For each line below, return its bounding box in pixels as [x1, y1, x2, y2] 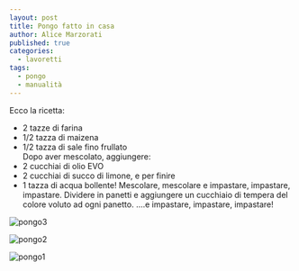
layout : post [9, 13, 59, 23]
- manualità [17, 80, 63, 89]
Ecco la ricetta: [9, 104, 66, 115]
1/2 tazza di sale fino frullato [22, 141, 128, 152]
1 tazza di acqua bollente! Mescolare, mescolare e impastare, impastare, [22, 179, 291, 190]
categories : [9, 47, 54, 56]
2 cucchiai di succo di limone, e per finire [22, 170, 176, 181]
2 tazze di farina [22, 122, 83, 133]
